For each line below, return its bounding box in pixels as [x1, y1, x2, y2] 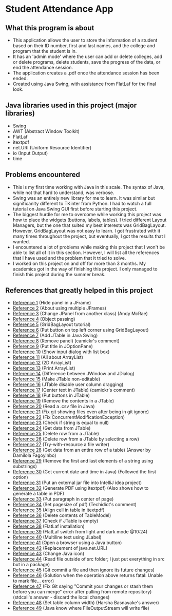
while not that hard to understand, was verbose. [12, 189, 114, 196]
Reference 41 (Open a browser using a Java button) [12, 540, 122, 546]
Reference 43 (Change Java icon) [12, 550, 85, 557]
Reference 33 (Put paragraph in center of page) [12, 496, 114, 502]
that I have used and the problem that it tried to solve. [12, 255, 126, 261]
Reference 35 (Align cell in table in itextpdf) [12, 507, 105, 513]
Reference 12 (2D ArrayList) [12, 360, 72, 366]
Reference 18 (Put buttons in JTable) [12, 392, 90, 398]
